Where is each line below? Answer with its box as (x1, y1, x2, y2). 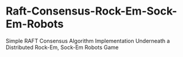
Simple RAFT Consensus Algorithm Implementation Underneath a (5, 37, 170, 44)
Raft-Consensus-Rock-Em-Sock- (5, 4, 178, 18)
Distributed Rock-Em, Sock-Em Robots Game (5, 44, 119, 51)
